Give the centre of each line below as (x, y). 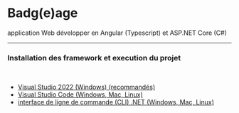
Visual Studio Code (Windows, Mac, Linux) (80, 95)
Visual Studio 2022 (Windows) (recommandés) (86, 87)
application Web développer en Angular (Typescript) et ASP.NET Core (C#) (117, 33)
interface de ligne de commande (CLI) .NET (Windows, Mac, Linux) (116, 102)
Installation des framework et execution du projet (94, 58)
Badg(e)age (43, 13)
